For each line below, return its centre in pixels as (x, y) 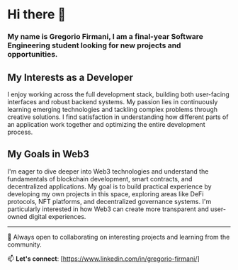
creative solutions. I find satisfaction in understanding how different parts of (118, 117)
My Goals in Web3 (49, 154)
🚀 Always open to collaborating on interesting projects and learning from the (119, 237)
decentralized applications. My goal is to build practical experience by (109, 186)
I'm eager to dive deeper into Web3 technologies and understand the (108, 171)
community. (24, 244)
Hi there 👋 (36, 15)
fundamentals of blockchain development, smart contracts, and (100, 179)
